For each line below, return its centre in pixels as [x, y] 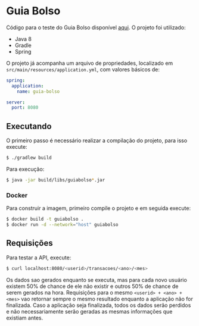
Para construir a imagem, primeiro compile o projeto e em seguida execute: [99, 208]
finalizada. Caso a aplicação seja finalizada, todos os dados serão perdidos [99, 305]
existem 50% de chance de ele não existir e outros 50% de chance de [92, 286]
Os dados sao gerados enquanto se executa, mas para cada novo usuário [97, 280]
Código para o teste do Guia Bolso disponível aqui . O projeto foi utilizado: [96, 27]
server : [16, 102]
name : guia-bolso [38, 91]
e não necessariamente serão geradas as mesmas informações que [89, 311]
